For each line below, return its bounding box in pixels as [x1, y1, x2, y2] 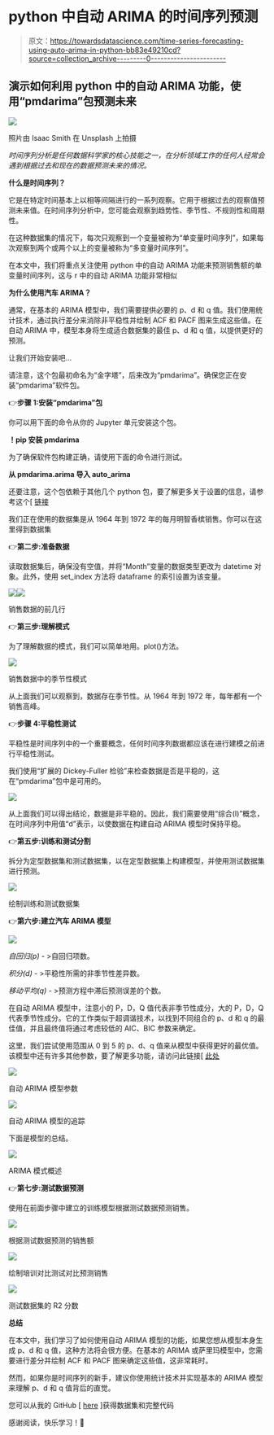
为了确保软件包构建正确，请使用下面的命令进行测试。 [8, 452, 187, 462]
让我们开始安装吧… [8, 352, 72, 362]
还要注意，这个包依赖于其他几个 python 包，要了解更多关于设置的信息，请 [8, 486, 257, 497]
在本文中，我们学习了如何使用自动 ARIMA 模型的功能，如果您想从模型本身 [8, 1335, 256, 1345]
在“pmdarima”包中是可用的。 [8, 776, 106, 785]
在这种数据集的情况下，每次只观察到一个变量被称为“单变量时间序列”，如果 [8, 233, 258, 243]
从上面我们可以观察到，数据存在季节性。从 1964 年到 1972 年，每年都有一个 [8, 691, 263, 701]
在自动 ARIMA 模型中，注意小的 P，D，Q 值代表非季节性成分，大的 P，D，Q [8, 1003, 264, 1013]
